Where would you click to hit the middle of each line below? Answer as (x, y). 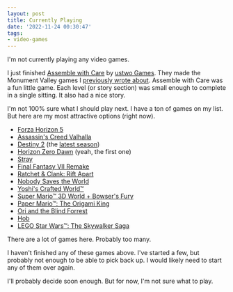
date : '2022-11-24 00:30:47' (49, 26)
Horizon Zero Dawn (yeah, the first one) (74, 152)
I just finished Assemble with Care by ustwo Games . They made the (104, 73)
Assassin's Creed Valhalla (54, 137)
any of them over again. (41, 268)
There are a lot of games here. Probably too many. (79, 239)
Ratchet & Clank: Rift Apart (55, 174)
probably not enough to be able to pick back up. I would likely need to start (115, 260)
